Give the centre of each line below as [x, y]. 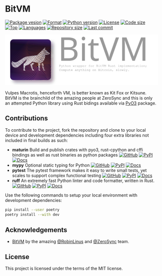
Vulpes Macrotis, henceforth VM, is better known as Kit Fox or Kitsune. [76, 92]
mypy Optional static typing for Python [51, 165]
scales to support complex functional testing [57, 175]
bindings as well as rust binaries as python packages [65, 155]
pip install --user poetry [32, 210]
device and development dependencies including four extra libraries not [77, 135]
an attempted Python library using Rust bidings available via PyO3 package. [81, 103]
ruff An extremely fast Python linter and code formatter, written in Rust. [83, 181]
